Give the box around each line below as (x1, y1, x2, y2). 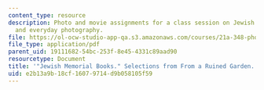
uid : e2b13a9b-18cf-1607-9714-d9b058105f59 (8, 70, 153, 77)
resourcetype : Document (8, 56, 86, 63)
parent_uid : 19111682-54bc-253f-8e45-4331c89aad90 (8, 48, 178, 56)
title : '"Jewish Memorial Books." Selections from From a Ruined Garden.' (8, 63, 258, 70)
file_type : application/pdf (8, 41, 101, 49)
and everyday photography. (15, 26, 104, 34)
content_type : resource (8, 11, 86, 20)
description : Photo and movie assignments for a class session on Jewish (8, 19, 255, 27)
